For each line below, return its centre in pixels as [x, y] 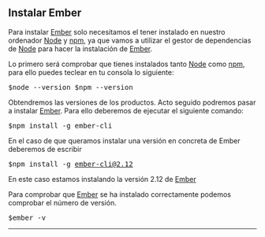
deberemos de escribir [45, 149]
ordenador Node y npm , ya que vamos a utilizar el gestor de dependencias [130, 40]
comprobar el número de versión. [62, 202]
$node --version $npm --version [71, 87]
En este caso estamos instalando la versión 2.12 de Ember [102, 179]
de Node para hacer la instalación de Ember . [80, 48]
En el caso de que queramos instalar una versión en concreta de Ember [124, 140]
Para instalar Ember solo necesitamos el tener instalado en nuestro [117, 31]
